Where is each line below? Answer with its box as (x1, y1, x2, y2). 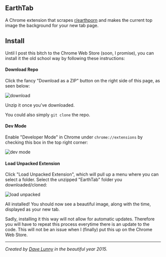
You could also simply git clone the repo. (5, 112, 90, 118)
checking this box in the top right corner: (5, 139, 88, 145)
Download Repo (5, 66, 39, 72)
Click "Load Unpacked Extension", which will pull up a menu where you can (5, 171, 159, 178)
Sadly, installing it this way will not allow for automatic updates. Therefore (5, 216, 155, 222)
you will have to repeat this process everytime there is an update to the (5, 221, 150, 227)
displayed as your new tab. (5, 206, 60, 212)
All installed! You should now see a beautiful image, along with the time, (5, 201, 151, 207)
